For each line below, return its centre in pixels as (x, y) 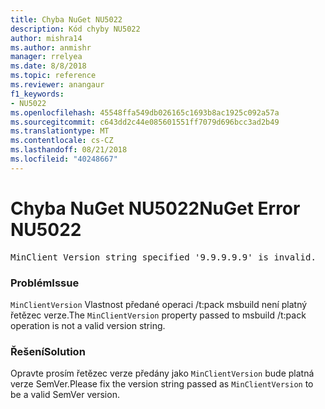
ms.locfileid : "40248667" (64, 159)
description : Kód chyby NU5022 (75, 29)
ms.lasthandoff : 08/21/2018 (69, 150)
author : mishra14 (46, 38)
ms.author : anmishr (51, 47)
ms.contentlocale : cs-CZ (62, 141)
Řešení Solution (48, 351)
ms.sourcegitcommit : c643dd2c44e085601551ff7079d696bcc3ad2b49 (145, 122)
